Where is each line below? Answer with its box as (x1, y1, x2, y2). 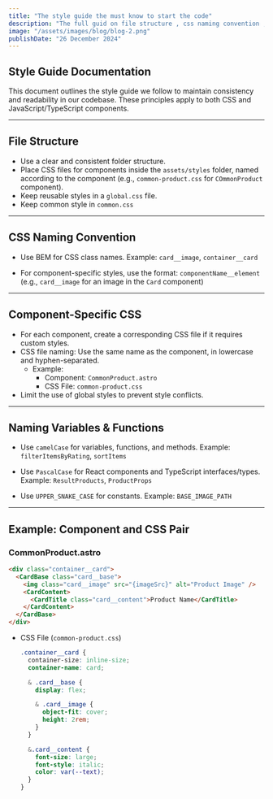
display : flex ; (35, 686, 87, 694)
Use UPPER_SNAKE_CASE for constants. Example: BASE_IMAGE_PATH (19, 491, 232, 501)
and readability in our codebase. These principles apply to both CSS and (8, 95, 252, 105)
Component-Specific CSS (8, 308, 142, 322)
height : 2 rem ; (41, 716, 90, 724)
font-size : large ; (35, 753, 97, 761)
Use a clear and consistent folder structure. (19, 156, 167, 166)
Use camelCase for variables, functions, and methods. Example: (19, 442, 231, 452)
